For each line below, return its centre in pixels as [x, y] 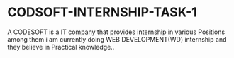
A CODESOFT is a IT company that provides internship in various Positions [116, 32]
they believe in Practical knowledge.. [61, 47]
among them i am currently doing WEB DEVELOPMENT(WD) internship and [117, 39]
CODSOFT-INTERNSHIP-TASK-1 [102, 12]
